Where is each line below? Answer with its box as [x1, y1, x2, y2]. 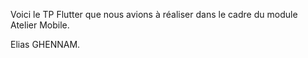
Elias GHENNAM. [10, 39, 81, 50]
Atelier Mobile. [10, 19, 70, 31]
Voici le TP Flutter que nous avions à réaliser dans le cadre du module [10, 9, 298, 20]
